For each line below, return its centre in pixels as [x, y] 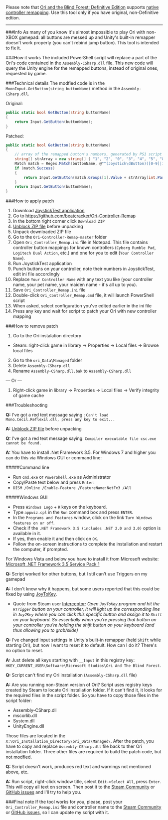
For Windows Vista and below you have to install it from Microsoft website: [82, 559]
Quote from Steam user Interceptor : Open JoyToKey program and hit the [86, 604]
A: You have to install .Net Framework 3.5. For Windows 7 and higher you [81, 452]
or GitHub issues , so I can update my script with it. [57, 813]
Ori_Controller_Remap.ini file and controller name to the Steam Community [84, 807]
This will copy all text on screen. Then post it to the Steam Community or [80, 787]
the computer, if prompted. [40, 549]
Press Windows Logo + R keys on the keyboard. [60, 507]
